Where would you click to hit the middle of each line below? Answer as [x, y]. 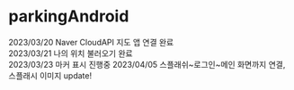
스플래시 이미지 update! [50, 75]
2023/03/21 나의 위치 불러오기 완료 [71, 53]
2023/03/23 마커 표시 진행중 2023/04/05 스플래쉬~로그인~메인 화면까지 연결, [147, 64]
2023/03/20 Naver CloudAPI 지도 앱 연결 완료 [91, 42]
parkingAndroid [69, 16]
